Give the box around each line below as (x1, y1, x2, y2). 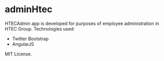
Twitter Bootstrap (12, 36, 49, 42)
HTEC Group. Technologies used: (5, 25, 75, 32)
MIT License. (5, 51, 32, 57)
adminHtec (5, 4, 52, 15)
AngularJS (12, 41, 34, 47)
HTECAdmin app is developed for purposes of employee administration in (5, 20, 159, 26)
